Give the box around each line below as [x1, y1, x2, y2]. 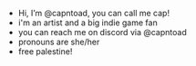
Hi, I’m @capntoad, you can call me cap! [17, 8, 170, 18]
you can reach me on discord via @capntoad [17, 27, 187, 37]
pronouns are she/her [17, 36, 100, 47]
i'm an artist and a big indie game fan [17, 17, 158, 28]
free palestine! [17, 46, 73, 57]
